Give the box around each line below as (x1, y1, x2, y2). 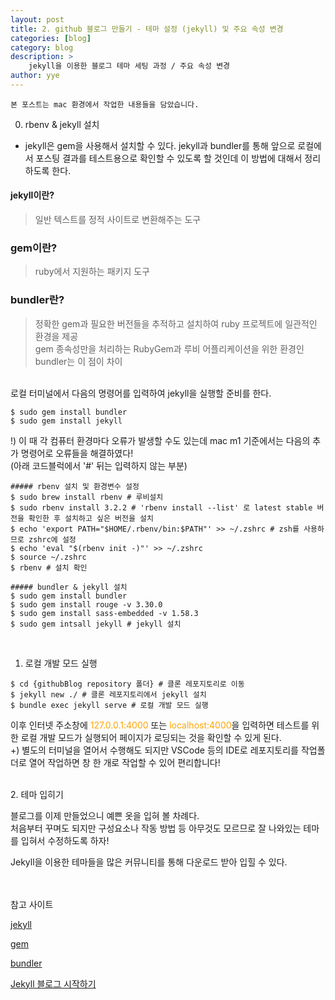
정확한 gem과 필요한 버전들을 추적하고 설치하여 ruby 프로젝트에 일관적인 (34, 317, 318, 330)
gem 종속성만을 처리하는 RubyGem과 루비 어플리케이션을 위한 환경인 (34, 342, 305, 355)
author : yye (10, 71, 60, 81)
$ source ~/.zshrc (10, 552, 87, 562)
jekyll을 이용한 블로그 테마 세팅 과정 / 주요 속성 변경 (28, 61, 231, 71)
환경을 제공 (34, 330, 79, 342)
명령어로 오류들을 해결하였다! (20, 447, 134, 459)
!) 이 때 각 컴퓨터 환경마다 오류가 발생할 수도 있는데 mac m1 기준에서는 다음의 (10, 434, 311, 446)
